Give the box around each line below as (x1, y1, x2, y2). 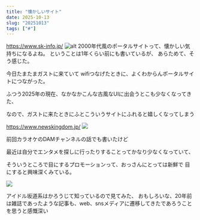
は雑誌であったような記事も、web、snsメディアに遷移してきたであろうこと (6, 200, 193, 207)
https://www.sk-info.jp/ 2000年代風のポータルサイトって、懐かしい (6, 42, 186, 50)
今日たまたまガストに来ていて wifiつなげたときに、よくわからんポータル (6, 70, 184, 78)
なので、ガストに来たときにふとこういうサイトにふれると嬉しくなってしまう (6, 111, 195, 118)
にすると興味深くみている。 (6, 169, 75, 176)
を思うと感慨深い (6, 207, 49, 215)
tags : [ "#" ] (6, 25, 36, 32)
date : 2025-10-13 (6, 14, 50, 20)
